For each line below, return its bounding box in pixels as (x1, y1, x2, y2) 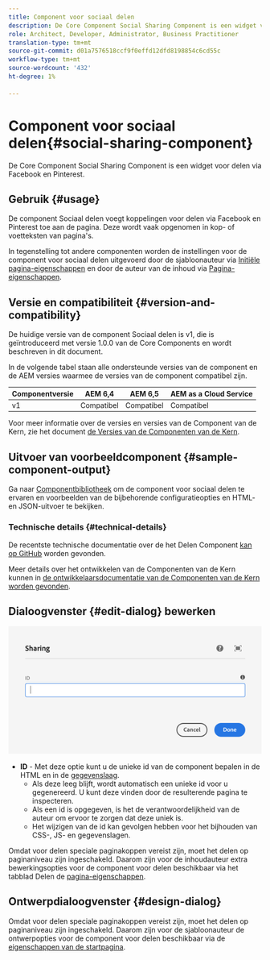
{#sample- (183, 450, 239, 463)
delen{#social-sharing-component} (8, 134, 253, 152)
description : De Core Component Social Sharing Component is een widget (8, 21, 257, 30)
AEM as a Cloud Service (170, 389, 253, 398)
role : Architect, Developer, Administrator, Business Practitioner (8, 30, 239, 38)
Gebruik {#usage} (8, 192, 100, 206)
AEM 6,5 (129, 389, 159, 398)
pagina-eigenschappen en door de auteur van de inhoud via (8, 264, 207, 273)
